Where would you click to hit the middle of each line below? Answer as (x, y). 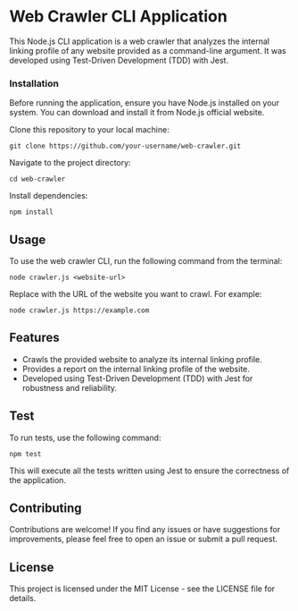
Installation (34, 83)
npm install (31, 212)
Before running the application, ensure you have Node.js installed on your (144, 103)
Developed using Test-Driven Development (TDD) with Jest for (137, 378)
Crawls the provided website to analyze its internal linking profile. (142, 359)
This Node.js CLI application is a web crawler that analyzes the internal (140, 41)
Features (34, 338)
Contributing (46, 509)
